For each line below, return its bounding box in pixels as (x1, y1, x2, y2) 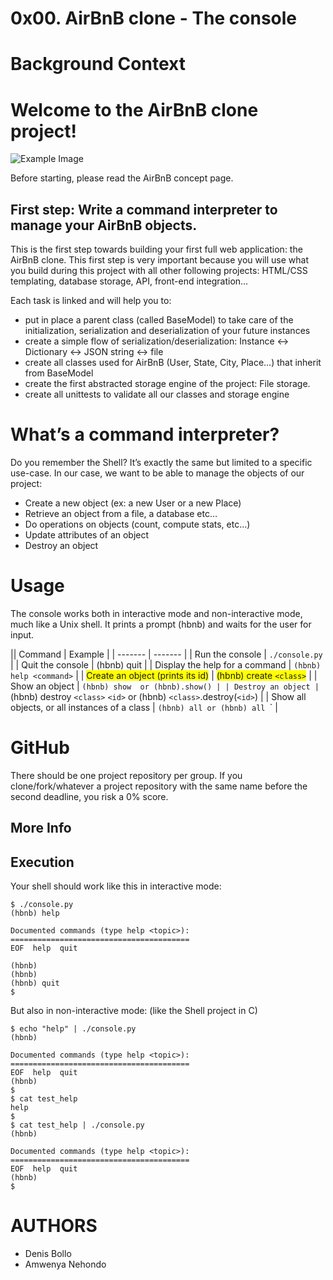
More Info (10, 820, 72, 837)
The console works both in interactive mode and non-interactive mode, (10, 608, 303, 619)
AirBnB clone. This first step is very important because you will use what (10, 254, 310, 266)
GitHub (10, 737, 70, 759)
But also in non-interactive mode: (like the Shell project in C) (10, 1005, 258, 1017)
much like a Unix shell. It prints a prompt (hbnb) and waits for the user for (10, 618, 312, 630)
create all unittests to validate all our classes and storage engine (24, 388, 290, 401)
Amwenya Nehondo (24, 1258, 107, 1271)
